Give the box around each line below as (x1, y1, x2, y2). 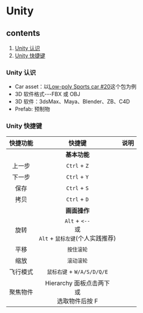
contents (6, 28, 41, 38)
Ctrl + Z (66, 161, 89, 170)
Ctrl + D (66, 195, 89, 203)
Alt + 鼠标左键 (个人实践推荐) (39, 234, 116, 243)
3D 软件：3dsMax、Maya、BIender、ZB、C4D (14, 98, 130, 105)
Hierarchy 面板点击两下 (45, 279, 110, 287)
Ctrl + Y (66, 172, 89, 180)
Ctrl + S (66, 183, 89, 192)
